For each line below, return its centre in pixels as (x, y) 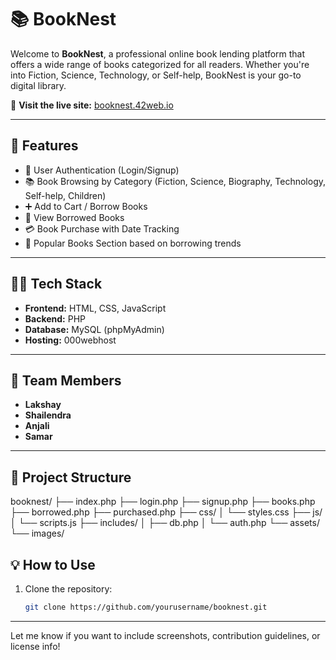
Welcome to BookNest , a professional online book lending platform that (158, 53)
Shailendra (48, 415)
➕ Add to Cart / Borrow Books (86, 206)
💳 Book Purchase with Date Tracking (102, 228)
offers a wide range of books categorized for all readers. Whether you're (160, 64)
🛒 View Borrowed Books (74, 217)
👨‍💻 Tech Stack (56, 284)
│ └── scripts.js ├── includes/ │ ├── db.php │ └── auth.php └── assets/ (165, 523)
